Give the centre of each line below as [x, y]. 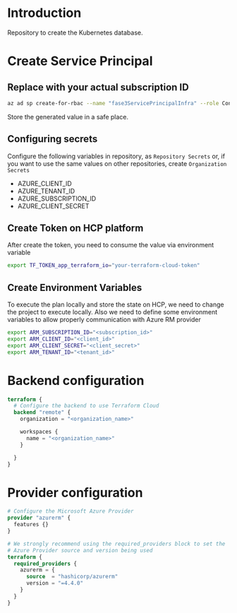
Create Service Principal [80, 61]
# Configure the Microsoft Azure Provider [71, 511]
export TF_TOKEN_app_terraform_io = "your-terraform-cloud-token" [104, 266]
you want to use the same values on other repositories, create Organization [117, 163]
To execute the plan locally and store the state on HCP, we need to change [116, 304]
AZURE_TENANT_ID [46, 191]
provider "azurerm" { [39, 518]
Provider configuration [75, 493]
